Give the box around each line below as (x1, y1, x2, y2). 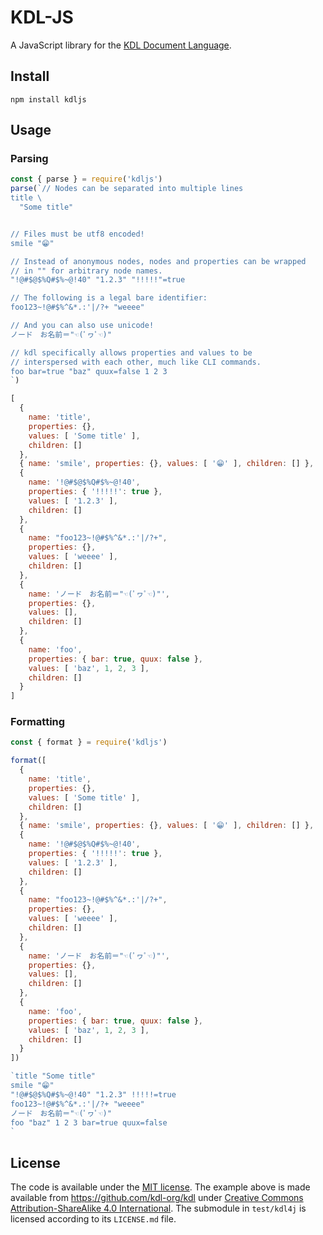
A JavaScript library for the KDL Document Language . (10, 39, 232, 51)
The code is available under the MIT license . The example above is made (10, 1181, 311, 1193)
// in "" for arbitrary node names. (10, 266, 163, 276)
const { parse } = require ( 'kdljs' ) (10, 174, 163, 185)
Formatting (10, 715, 66, 729)
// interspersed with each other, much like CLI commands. (10, 357, 262, 367)
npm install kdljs (10, 94, 87, 105)
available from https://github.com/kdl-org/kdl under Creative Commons (10, 1192, 304, 1204)
